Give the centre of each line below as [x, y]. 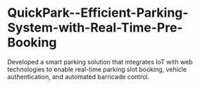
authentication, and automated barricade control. [79, 76]
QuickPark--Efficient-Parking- [98, 13]
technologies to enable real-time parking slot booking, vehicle [97, 69]
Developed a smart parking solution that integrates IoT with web [100, 61]
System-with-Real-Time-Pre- [95, 28]
